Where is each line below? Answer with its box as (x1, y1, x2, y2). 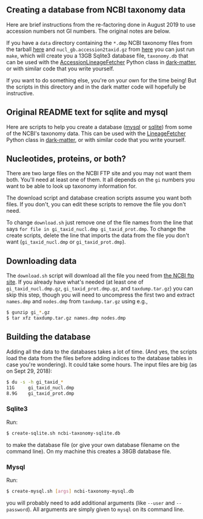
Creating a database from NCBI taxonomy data (6, 5, 186, 15)
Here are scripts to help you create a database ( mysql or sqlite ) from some (6, 123, 193, 130)
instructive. (6, 89, 35, 96)
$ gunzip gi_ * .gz (6, 309, 50, 316)
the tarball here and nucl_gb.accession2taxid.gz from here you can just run (6, 45, 195, 53)
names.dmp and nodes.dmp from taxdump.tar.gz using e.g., (6, 298, 148, 305)
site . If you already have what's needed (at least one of (6, 278, 144, 286)
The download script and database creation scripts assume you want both (6, 194, 192, 202)
